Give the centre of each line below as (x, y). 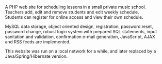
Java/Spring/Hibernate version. (36, 56)
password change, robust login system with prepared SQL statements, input (81, 32)
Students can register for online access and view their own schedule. (74, 17)
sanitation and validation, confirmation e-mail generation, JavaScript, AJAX (80, 37)
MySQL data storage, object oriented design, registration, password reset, (79, 26)
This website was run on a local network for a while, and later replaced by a (81, 51)
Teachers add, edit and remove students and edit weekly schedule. (72, 12)
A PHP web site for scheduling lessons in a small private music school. (76, 7)
